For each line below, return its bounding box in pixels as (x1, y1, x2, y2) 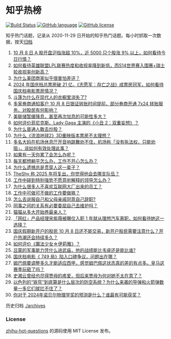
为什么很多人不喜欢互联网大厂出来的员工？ (13, 183, 102, 189)
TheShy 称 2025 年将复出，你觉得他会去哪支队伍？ (13, 170, 120, 176)
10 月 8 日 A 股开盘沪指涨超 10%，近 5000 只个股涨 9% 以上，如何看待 (13, 49, 161, 56)
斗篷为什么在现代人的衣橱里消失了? (13, 94, 87, 100)
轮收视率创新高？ (13, 68, 49, 74)
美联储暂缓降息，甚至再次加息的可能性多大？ (13, 113, 107, 119)
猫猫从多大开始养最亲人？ (13, 208, 67, 215)
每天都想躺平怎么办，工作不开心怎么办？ (13, 158, 98, 164)
